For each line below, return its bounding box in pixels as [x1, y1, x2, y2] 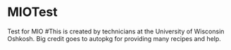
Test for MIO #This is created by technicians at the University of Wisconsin [7, 27, 225, 35]
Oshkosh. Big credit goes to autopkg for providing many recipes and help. [7, 34, 222, 42]
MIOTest [7, 4, 58, 20]
